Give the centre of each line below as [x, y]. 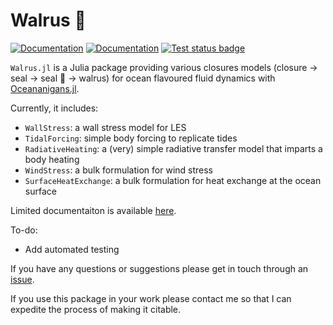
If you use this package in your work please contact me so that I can [151, 298]
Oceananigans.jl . [45, 88]
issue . [22, 279]
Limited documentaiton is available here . [93, 210]
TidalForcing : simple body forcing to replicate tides [131, 138]
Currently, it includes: [54, 108]
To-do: [24, 230]
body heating [52, 159]
